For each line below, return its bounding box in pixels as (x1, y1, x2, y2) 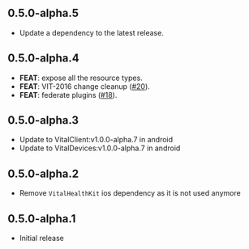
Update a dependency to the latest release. (19, 27, 164, 37)
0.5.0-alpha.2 (7, 167, 79, 180)
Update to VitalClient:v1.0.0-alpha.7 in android (19, 135, 174, 145)
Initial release (19, 234, 64, 243)
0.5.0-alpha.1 (7, 212, 76, 226)
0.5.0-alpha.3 (7, 113, 79, 128)
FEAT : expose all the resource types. (19, 73, 143, 82)
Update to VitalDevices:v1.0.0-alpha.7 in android (19, 143, 181, 153)
